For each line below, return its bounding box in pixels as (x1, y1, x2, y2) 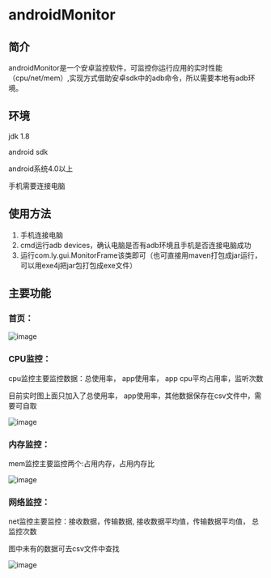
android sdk (8, 147, 49, 156)
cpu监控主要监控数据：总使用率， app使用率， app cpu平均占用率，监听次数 (8, 373, 264, 383)
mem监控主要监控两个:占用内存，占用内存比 (8, 458, 155, 468)
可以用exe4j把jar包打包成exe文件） (19, 260, 138, 270)
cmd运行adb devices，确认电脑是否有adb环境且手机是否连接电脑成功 (19, 240, 252, 250)
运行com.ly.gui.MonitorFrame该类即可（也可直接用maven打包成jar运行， (19, 250, 262, 260)
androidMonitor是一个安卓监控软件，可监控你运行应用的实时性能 (8, 63, 222, 72)
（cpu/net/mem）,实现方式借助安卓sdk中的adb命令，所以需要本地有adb (8, 73, 248, 83)
